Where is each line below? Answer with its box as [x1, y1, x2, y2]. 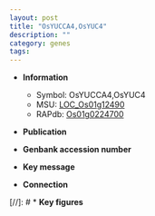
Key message [22, 162, 75, 172]
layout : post [9, 13, 59, 23]
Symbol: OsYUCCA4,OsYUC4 [35, 90, 147, 101]
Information [22, 72, 69, 83]
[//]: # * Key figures [9, 197, 83, 208]
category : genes [9, 38, 71, 48]
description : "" [9, 30, 71, 39]
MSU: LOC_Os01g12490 [35, 99, 125, 110]
